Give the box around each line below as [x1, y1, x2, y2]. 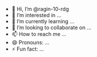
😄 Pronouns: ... [11, 39, 50, 46]
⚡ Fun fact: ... [11, 45, 44, 52]
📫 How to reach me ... [11, 31, 66, 37]
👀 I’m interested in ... [11, 12, 62, 19]
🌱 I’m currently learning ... [11, 18, 75, 24]
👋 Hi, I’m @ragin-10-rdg [11, 6, 69, 12]
